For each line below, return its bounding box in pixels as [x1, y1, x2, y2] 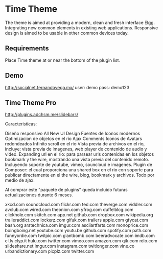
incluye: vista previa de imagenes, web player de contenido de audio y [5, 146, 147, 152]
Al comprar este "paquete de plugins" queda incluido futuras [5, 187, 128, 193]
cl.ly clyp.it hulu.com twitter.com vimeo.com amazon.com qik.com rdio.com [5, 238, 158, 244]
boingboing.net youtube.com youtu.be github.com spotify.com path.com [5, 228, 152, 234]
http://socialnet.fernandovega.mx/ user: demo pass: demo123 [5, 84, 130, 90]
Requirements [5, 44, 49, 52]
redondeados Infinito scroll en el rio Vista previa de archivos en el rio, [5, 141, 145, 147]
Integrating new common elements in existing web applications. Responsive [5, 24, 158, 30]
